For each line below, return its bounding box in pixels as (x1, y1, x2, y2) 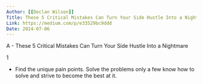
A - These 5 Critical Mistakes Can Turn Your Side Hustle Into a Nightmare (6, 42, 188, 50)
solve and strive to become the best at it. (14, 72, 117, 79)
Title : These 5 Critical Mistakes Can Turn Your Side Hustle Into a (6, 15, 182, 21)
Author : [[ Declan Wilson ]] (6, 8, 74, 15)
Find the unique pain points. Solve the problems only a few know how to (14, 66, 195, 73)
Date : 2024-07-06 (6, 25, 50, 32)
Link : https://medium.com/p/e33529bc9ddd (6, 20, 112, 26)
